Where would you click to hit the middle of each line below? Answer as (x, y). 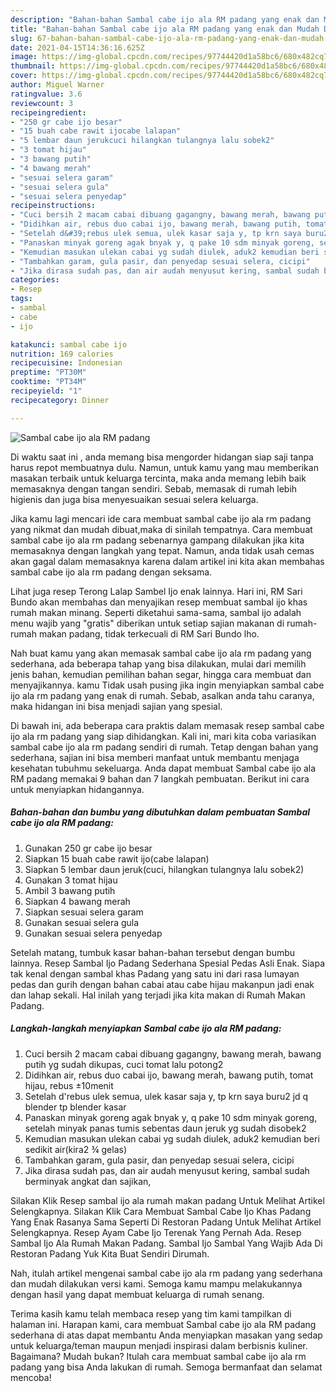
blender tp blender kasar (75, 1107)
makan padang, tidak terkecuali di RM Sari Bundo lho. (149, 633)
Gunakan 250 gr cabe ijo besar (88, 848)
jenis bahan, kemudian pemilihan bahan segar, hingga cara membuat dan (161, 674)
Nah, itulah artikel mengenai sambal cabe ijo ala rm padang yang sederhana (166, 1273)
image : (24, 57)
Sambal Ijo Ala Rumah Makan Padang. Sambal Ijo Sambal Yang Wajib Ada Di (166, 1243)
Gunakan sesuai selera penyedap (93, 933)
